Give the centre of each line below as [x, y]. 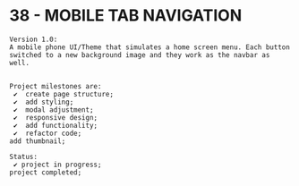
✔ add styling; [43, 102]
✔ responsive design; [56, 117]
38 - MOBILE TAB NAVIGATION [126, 16]
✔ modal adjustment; [53, 110]
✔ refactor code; [47, 133]
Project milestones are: [56, 86]
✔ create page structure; [64, 94]
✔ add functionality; [56, 125]
